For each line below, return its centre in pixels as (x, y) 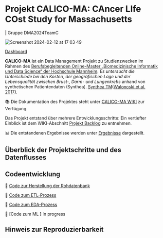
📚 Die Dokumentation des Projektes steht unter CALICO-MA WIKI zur (75, 102)
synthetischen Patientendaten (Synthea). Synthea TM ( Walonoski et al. (75, 86)
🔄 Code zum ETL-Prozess (31, 195)
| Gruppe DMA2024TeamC (32, 33)
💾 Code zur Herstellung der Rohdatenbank (47, 186)
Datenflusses (26, 158)
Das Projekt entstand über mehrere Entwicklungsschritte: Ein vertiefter (76, 118)
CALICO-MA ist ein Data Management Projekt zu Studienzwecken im (74, 61)
